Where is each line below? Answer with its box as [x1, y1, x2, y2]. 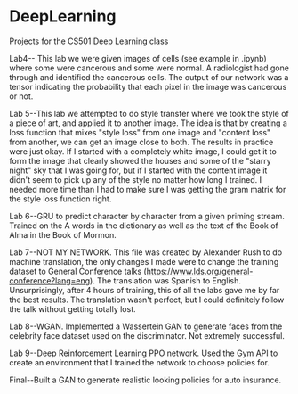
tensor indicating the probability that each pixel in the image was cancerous [9, 81, 287, 92]
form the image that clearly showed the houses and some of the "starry [9, 155, 271, 166]
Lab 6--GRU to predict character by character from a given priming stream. [9, 210, 285, 221]
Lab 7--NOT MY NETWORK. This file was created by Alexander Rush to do [9, 247, 283, 258]
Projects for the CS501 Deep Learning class [9, 36, 169, 46]
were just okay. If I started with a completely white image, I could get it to [9, 145, 278, 157]
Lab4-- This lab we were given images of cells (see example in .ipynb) [9, 53, 267, 63]
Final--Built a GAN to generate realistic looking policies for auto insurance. [9, 374, 282, 385]
